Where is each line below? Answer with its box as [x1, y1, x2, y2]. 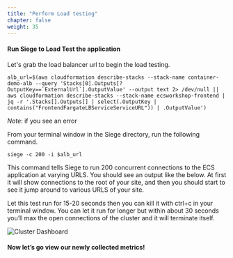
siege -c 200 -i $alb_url [7, 151, 82, 158]
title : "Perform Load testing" [7, 10, 98, 17]
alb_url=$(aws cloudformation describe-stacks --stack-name [7, 74, 186, 81]
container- [187, 74, 219, 81]
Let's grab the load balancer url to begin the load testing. [7, 60, 170, 68]
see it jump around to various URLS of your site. [7, 185, 145, 194]
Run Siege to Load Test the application [7, 45, 121, 53]
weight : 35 [7, 23, 39, 30]
